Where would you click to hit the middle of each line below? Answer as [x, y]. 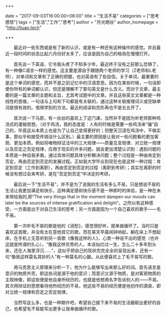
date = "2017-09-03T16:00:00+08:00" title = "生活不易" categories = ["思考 [82, 16]
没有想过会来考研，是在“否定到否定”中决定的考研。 [61, 174]
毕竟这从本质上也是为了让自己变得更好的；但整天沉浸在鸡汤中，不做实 [89, 130]
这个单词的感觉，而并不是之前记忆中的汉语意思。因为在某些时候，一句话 [83, 83]
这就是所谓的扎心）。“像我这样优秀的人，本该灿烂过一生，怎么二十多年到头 [81, 244]
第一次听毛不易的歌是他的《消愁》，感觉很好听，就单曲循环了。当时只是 [86, 226]
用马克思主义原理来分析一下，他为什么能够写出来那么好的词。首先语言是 [87, 267]
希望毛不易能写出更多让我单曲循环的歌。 [59, 309]
